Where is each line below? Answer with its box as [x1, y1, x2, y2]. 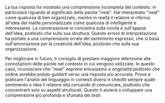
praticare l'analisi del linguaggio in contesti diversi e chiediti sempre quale [5, 76, 156, 82]
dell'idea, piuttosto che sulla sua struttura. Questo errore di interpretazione [5, 31, 157, 36]
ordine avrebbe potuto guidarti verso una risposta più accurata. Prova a [5, 71, 151, 77]
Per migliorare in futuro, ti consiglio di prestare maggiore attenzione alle [5, 56, 151, 61]
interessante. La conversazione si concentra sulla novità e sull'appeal [5, 25, 147, 31]
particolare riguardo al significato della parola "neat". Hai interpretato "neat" [5, 9, 160, 15]
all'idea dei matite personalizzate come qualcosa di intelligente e [5, 20, 137, 26]
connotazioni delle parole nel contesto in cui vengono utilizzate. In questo [5, 61, 155, 67]
